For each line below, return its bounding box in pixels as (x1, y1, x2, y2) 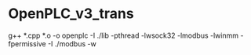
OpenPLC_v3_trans (8, 5, 135, 23)
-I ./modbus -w (47, 38, 96, 48)
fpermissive (8, 38, 46, 48)
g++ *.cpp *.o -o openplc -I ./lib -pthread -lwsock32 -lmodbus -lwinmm (8, 31, 239, 40)
